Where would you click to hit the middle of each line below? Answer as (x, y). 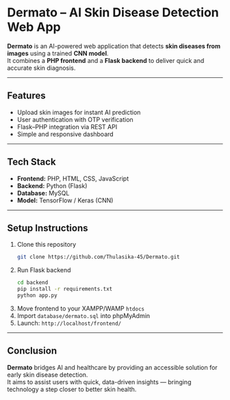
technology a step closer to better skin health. (72, 389)
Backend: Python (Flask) (52, 185)
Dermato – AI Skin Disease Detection (113, 13)
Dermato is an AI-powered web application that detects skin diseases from (114, 46)
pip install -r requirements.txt (65, 289)
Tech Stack (31, 162)
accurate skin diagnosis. (41, 68)
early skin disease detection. (48, 375)
